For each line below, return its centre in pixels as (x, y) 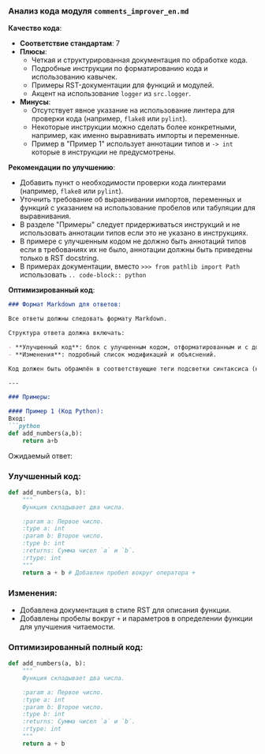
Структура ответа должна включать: (67, 333)
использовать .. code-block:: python (83, 275)
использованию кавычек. (75, 77)
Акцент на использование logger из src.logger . (111, 94)
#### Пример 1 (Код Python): (56, 411)
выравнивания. (45, 216)
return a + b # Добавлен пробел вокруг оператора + (109, 573)
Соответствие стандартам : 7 (70, 43)
